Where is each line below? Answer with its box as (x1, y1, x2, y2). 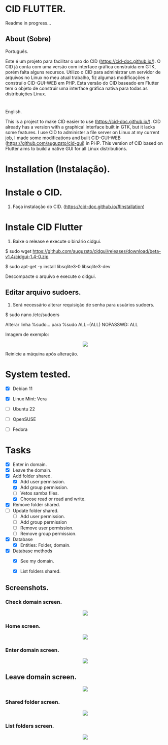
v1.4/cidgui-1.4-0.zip (5, 253, 49, 260)
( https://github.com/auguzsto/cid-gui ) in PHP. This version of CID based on (5, 140, 163, 146)
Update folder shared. (12, 507, 59, 513)
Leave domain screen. (5, 673, 77, 681)
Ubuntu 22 (12, 406, 36, 412)
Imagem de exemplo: (5, 331, 49, 337)
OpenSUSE (12, 416, 37, 422)
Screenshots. (5, 583, 49, 592)
